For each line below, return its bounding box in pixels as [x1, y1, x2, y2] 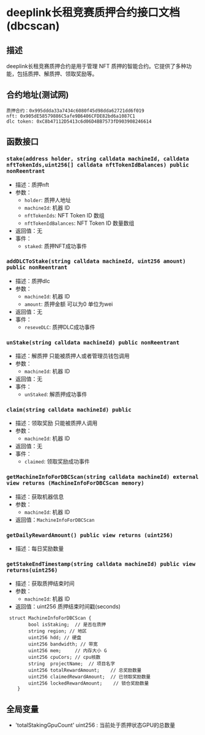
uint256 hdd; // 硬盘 [28, 635, 81, 641]
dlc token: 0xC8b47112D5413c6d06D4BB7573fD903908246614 [6, 118, 152, 125]
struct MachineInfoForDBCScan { [9, 615, 92, 621]
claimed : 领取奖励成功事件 [24, 458, 90, 465]
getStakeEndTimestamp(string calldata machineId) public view [6, 560, 196, 567]
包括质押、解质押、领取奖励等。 [17, 70, 98, 77]
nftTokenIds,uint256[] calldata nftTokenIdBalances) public [6, 161, 190, 169]
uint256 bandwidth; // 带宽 [28, 641, 98, 648]
